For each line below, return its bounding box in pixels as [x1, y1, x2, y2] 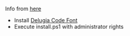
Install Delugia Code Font [13, 17, 78, 23]
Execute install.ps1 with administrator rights [13, 23, 124, 30]
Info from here [5, 5, 42, 12]
